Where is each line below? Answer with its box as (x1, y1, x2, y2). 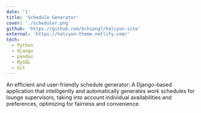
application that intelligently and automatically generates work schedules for (6, 88, 195, 95)
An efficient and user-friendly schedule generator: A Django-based (6, 81, 172, 88)
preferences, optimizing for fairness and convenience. (6, 100, 140, 108)
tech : (6, 37, 20, 43)
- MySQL (11, 59, 31, 65)
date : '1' (6, 8, 31, 15)
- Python (11, 43, 34, 49)
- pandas (11, 53, 34, 60)
